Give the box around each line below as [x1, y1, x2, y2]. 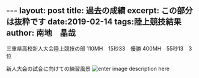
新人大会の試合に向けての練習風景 [6, 65, 91, 72]
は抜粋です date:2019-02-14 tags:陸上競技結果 [6, 17, 182, 27]
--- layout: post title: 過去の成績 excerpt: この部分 [6, 5, 194, 16]
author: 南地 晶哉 [6, 28, 76, 38]
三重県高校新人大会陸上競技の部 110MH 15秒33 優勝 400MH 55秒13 [6, 45, 184, 52]
